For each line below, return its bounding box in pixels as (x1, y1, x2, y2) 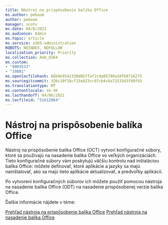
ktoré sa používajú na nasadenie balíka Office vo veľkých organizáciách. (5, 152, 157, 158)
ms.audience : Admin (5, 31, 47, 36)
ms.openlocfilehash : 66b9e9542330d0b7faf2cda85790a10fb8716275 (5, 74, 143, 79)
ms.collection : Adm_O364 (5, 54, 58, 60)
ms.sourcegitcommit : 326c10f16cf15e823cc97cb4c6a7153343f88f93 (5, 78, 143, 83)
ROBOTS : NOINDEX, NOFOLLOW (5, 45, 63, 50)
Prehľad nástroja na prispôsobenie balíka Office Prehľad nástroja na (5, 209, 148, 215)
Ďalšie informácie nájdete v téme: (5, 199, 75, 205)
